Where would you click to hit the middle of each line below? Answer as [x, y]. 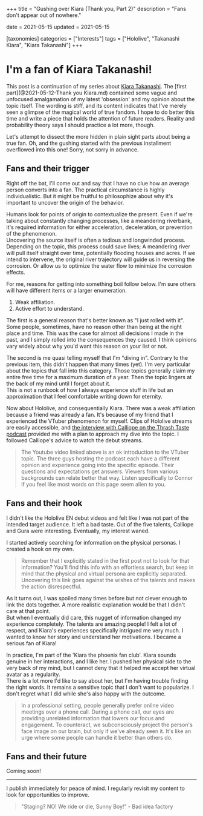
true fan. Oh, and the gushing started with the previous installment [89, 143]
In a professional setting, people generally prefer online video [97, 705]
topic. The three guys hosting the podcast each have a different [100, 458]
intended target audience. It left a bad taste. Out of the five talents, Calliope [100, 524]
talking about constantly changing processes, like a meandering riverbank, [99, 221]
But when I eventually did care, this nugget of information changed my [94, 617]
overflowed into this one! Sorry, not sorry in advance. [72, 149]
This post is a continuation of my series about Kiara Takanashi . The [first [96, 86]
